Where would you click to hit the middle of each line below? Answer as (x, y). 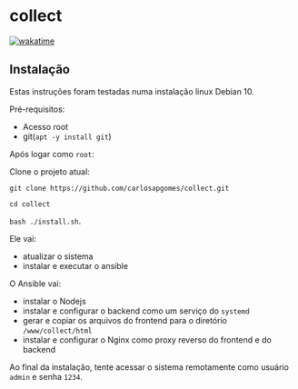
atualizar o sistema (58, 256)
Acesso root (45, 126)
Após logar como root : (52, 154)
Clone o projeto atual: (50, 171)
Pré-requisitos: (37, 109)
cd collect (30, 204)
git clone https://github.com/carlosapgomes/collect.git (119, 188)
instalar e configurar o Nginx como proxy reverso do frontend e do (147, 339)
